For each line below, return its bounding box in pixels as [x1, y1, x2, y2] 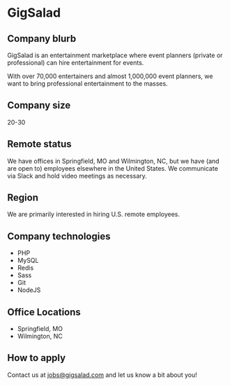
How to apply [7, 352, 66, 364]
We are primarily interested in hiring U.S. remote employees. [7, 210, 180, 219]
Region [7, 192, 38, 203]
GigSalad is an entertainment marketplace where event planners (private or [7, 51, 223, 59]
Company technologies [7, 230, 111, 242]
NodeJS [17, 286, 41, 294]
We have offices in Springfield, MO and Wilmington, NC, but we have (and [7, 157, 220, 165]
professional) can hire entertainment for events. [7, 59, 144, 67]
